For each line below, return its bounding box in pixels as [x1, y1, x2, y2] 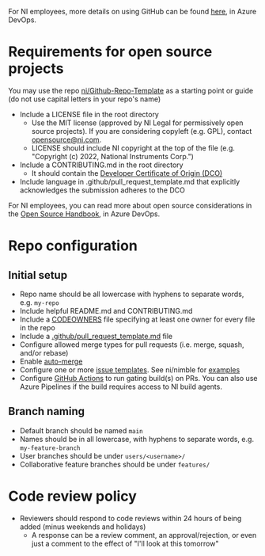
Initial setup [8, 268, 68, 282]
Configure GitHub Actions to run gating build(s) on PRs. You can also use [19, 373, 258, 383]
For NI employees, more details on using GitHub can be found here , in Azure [8, 7, 257, 16]
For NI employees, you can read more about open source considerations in [8, 200, 252, 210]
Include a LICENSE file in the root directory [19, 109, 160, 119]
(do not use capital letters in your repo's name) [8, 94, 161, 104]
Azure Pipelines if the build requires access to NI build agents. [19, 382, 223, 391]
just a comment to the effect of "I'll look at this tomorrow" [31, 539, 219, 548]
